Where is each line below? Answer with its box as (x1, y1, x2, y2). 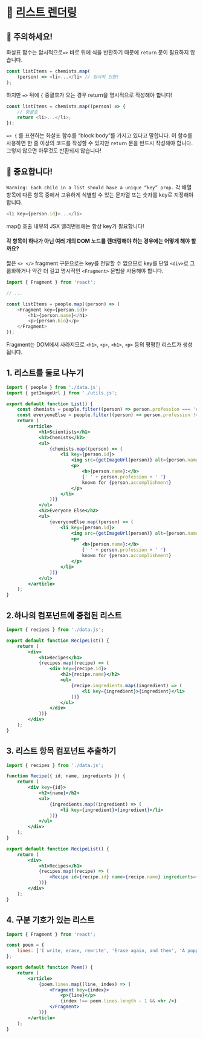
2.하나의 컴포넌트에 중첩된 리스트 (6, 610, 122, 621)
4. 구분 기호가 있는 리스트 (6, 915, 95, 925)
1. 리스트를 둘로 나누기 (6, 368, 84, 378)
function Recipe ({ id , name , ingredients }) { (6, 773, 126, 779)
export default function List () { (6, 400, 94, 407)
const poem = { (6, 942, 45, 948)
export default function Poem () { (6, 964, 94, 971)
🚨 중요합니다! (6, 166, 53, 177)
